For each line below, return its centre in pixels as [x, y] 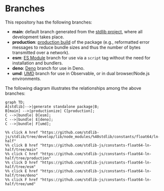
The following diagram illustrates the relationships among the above [73, 88]
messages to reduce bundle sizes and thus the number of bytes [76, 47]
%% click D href [21, 163]
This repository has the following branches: [49, 22]
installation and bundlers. [38, 63]
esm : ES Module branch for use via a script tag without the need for [81, 57]
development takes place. [38, 37]
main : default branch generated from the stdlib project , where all [77, 31]
